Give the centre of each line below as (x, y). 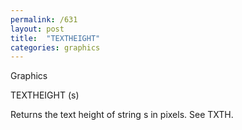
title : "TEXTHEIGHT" (55, 38)
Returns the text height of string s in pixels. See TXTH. (122, 115)
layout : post (37, 29)
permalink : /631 (44, 19)
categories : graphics (55, 47)
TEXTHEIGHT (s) (45, 95)
